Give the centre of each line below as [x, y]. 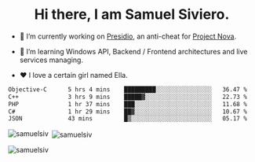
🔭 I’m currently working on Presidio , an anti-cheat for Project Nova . [128, 36]
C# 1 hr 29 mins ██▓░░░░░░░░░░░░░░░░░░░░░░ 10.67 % [127, 112]
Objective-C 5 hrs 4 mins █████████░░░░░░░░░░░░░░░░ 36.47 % [127, 89]
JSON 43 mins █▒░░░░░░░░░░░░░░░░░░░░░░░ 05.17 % [127, 119]
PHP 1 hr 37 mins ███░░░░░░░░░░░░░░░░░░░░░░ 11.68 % [127, 104]
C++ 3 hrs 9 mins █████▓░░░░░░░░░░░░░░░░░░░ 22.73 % [127, 97]
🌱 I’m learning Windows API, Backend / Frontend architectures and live [134, 51]
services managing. [51, 60]
